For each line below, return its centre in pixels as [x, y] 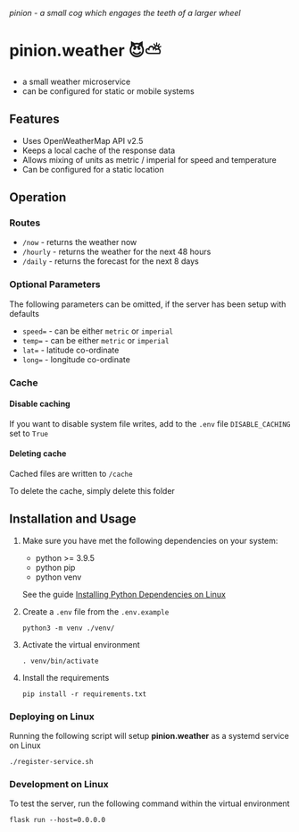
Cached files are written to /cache [71, 474]
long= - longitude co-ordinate [76, 359]
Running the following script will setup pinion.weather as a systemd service [149, 736]
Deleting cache [38, 454]
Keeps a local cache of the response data [99, 150]
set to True [29, 433]
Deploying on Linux [52, 717]
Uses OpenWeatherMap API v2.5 [83, 140]
